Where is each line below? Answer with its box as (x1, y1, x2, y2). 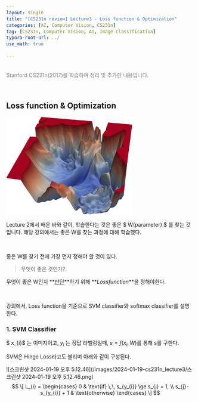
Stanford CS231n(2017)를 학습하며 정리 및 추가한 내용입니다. (6, 72, 149, 79)
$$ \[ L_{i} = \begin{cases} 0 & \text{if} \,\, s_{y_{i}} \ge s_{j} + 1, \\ (11, 382, 174, 390)
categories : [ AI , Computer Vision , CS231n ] (6, 22, 116, 28)
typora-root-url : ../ (6, 35, 60, 41)
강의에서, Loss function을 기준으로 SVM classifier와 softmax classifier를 (6, 302, 179, 310)
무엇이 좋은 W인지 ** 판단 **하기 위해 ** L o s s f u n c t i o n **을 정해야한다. (6, 278, 166, 285)
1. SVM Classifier (6, 325, 57, 333)
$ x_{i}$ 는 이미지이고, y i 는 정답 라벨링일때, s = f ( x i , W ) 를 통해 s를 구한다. (6, 339, 180, 348)
